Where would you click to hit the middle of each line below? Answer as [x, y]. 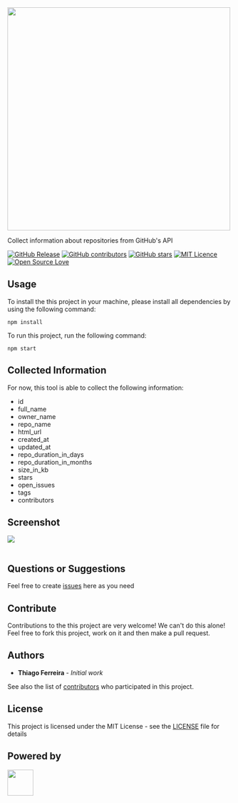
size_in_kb [33, 470]
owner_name [37, 416]
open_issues [36, 485]
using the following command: [52, 309]
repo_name [34, 424]
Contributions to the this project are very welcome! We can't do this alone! [117, 626]
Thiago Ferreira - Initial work [60, 672]
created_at [33, 439]
